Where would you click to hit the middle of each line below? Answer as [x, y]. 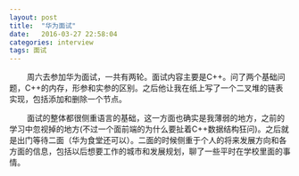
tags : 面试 [28, 51]
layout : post [33, 17]
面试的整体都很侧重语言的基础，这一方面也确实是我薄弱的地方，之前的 [156, 118]
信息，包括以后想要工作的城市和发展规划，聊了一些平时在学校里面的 [158, 151]
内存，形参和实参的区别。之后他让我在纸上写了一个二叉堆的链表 [166, 88]
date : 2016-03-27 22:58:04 [63, 34]
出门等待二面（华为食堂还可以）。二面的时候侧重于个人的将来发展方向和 [148, 140]
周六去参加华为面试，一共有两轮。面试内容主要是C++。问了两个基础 [152, 77]
